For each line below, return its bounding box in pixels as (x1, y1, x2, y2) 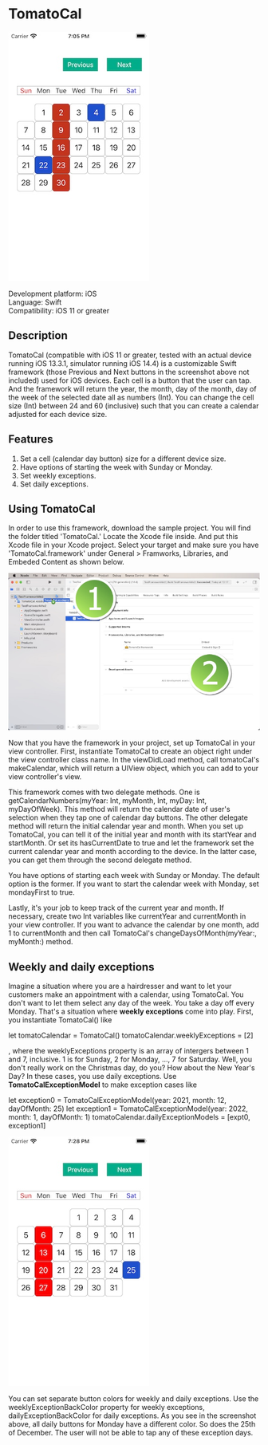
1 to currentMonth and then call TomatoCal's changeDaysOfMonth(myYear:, (8, 928, 257, 938)
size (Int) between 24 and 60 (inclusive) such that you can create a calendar (8, 400, 259, 411)
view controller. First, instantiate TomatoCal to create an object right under (8, 746, 253, 756)
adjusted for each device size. (8, 409, 108, 419)
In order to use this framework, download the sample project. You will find (8, 523, 251, 533)
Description (8, 329, 68, 343)
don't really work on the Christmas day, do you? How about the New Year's (8, 1063, 255, 1073)
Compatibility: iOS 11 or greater (8, 305, 110, 315)
